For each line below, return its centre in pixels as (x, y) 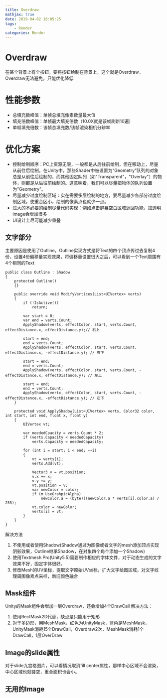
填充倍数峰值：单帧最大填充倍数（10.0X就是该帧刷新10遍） (73, 121)
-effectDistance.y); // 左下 (75, 398)
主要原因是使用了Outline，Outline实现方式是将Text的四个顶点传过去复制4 (80, 250)
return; (40, 307)
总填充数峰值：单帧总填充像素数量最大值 (54, 115)
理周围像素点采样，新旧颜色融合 (45, 576)
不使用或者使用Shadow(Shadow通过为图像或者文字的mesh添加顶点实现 (86, 545)
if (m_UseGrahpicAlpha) (56, 494)
